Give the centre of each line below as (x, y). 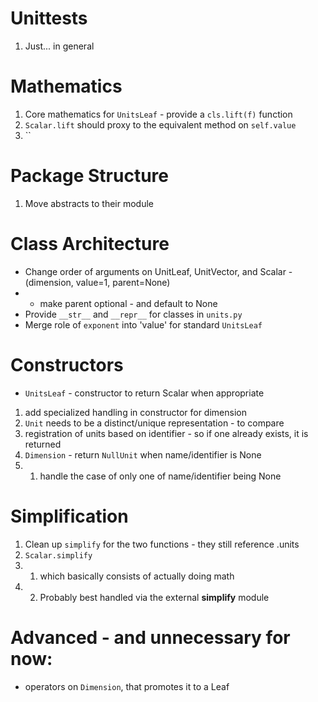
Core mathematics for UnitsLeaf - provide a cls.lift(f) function (158, 114)
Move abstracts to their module (89, 203)
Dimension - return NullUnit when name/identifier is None (143, 454)
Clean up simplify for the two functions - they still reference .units (162, 544)
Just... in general (59, 46)
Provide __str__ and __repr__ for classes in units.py (133, 314)
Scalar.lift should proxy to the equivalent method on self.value (160, 124)
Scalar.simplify (58, 555)
